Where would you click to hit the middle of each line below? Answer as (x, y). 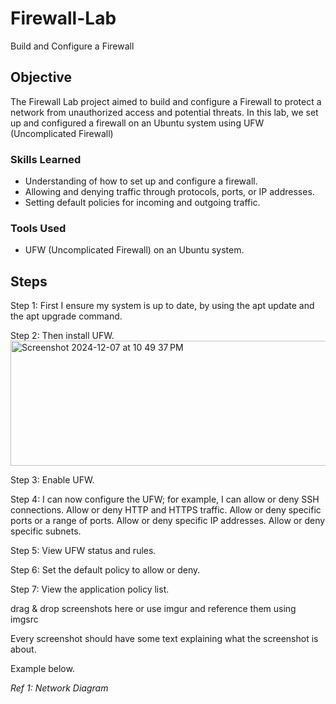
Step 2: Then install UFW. (62, 336)
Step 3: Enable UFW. (52, 480)
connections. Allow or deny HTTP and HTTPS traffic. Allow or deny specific (166, 510)
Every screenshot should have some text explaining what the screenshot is (164, 639)
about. (23, 649)
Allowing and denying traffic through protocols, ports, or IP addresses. (169, 192)
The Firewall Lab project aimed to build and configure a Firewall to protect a (166, 101)
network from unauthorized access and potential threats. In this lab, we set (164, 112)
